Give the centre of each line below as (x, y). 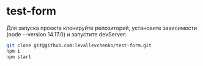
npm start (19, 57)
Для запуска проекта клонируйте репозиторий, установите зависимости (102, 28)
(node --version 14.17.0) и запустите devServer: (67, 34)
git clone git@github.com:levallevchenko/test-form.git (79, 45)
